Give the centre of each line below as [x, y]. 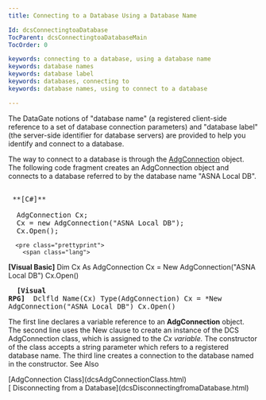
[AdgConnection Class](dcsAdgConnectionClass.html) [97, 379]
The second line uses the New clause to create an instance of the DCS [124, 330]
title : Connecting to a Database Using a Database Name [102, 16]
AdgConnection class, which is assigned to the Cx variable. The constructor [133, 338]
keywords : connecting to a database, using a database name [110, 59]
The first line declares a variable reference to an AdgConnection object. [126, 321]
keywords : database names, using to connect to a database [108, 88]
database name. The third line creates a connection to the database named [131, 355]
